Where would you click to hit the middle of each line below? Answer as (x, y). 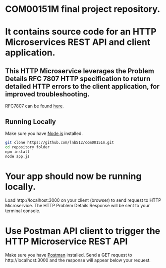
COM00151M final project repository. (83, 9)
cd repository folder (28, 147)
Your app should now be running (73, 176)
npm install (17, 152)
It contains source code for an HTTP (81, 32)
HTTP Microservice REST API (66, 241)
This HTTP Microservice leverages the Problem (80, 71)
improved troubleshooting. (48, 94)
